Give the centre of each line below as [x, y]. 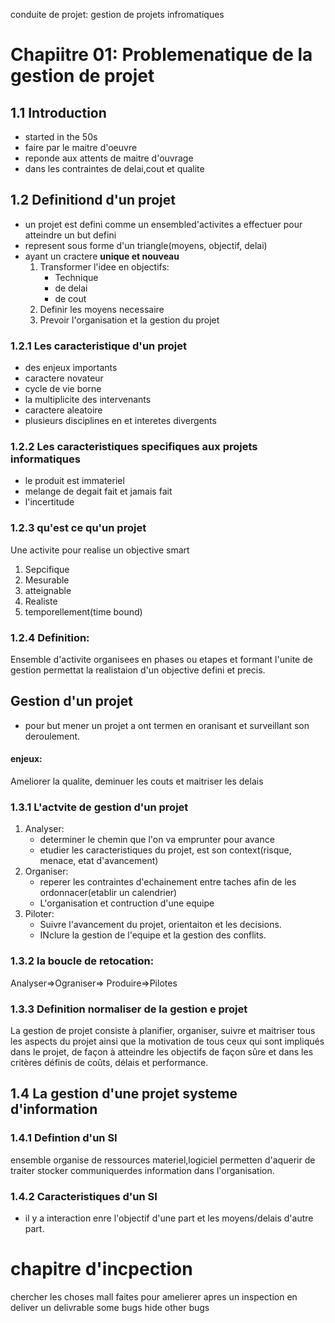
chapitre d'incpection [101, 1269]
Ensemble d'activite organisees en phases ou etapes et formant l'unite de [161, 659]
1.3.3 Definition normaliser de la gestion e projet [129, 1009]
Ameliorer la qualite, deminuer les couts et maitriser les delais [137, 781]
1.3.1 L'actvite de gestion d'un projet [99, 807]
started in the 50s [61, 137]
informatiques [45, 459]
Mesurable [47, 580]
